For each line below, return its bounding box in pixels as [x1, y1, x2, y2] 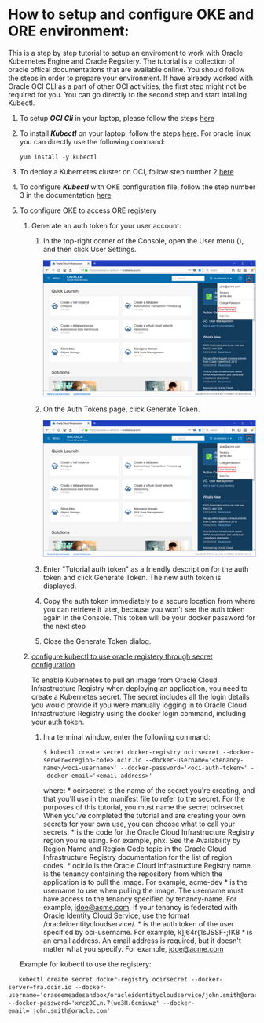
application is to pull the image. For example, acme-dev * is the [42, 877, 247, 886]
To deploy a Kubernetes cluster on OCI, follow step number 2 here [19, 166, 234, 176]
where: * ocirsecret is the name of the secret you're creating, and [42, 785, 255, 795]
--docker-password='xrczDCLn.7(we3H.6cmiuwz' [8, 999, 159, 1007]
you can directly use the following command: [19, 137, 166, 146]
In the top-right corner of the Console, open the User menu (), [42, 236, 244, 245]
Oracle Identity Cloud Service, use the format [42, 911, 190, 920]
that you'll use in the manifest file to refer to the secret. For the [42, 794, 246, 803]
